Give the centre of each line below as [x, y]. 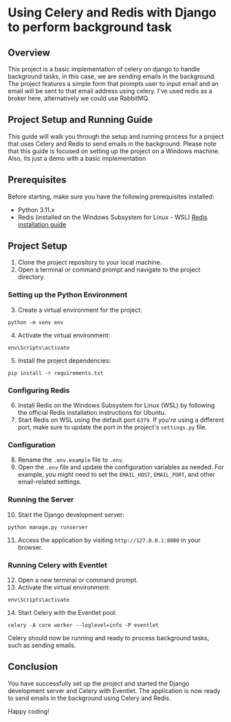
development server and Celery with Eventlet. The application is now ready [114, 690]
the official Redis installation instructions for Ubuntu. [92, 413]
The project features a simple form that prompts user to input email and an [113, 83]
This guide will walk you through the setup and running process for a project [116, 136]
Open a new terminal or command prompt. [78, 580]
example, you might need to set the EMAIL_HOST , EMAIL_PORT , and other [117, 475]
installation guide [42, 224]
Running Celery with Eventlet [57, 565]
